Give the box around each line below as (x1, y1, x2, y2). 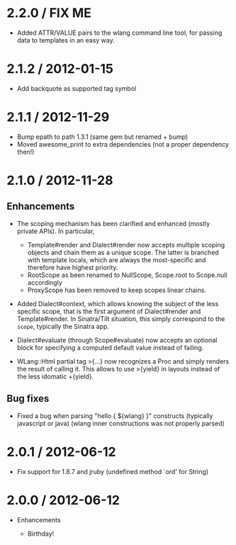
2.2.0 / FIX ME (6, 5, 91, 21)
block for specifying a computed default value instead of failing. (16, 343, 204, 352)
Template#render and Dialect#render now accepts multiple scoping (27, 240, 225, 249)
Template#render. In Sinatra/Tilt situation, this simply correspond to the (16, 314, 225, 323)
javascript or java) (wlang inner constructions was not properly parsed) (16, 419, 225, 427)
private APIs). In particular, (16, 227, 95, 235)
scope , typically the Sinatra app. (16, 322, 110, 330)
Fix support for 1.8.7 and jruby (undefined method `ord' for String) (16, 467, 209, 476)
